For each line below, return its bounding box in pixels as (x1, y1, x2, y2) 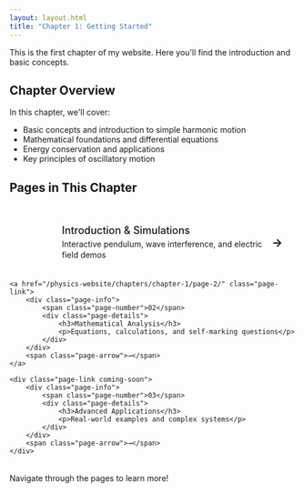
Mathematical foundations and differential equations (22, 134, 218, 146)
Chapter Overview (9, 83, 116, 98)
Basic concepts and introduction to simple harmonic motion (22, 125, 247, 136)
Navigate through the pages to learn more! (9, 472, 169, 483)
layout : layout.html (9, 13, 88, 23)
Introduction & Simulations (62, 224, 191, 236)
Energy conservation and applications (22, 144, 166, 155)
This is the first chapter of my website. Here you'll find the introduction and (9, 46, 291, 57)
